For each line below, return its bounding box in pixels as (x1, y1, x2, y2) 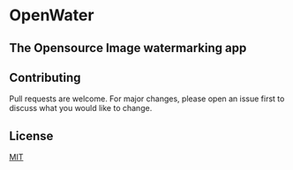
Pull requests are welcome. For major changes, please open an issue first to (9, 93, 285, 104)
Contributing (9, 70, 81, 85)
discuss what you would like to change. (9, 103, 153, 114)
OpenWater (9, 5, 94, 26)
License (9, 129, 54, 144)
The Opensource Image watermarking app (9, 41, 247, 55)
